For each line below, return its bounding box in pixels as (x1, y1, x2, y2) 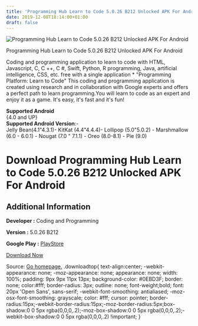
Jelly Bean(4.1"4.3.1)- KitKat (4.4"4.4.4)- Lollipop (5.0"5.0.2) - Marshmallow (6, 126, 189, 133)
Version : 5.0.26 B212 (6, 229, 59, 236)
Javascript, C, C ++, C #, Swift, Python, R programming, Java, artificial (6, 65, 177, 72)
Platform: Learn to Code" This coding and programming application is (6, 77, 175, 84)
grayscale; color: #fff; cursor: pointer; (57, 294, 148, 301)
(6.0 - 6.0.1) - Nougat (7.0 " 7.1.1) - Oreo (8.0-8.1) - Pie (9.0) (6, 133, 147, 140)
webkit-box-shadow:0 (6, 313, 60, 320)
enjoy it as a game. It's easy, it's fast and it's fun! (6, 96, 125, 103)
